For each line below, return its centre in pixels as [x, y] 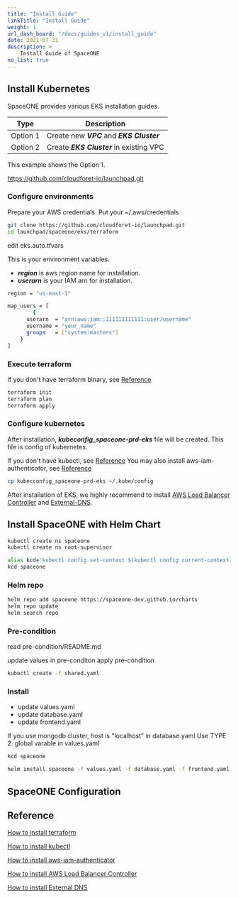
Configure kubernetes [46, 424]
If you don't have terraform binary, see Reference [79, 379]
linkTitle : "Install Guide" [49, 21]
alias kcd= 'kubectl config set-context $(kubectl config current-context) [120, 560]
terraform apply [31, 405]
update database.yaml [50, 715]
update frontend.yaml [49, 722]
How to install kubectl [39, 846]
